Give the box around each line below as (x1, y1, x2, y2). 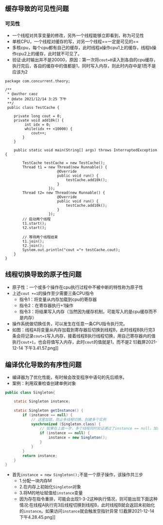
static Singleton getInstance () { (14, 408, 83, 413)
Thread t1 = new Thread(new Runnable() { (22, 164, 108, 169)
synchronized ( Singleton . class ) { (31, 421, 101, 427)
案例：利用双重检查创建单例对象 (12, 380, 76, 386)
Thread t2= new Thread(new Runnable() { (22, 190, 105, 195)
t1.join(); (22, 239, 45, 244)
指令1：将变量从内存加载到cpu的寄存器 (19, 296, 97, 302)
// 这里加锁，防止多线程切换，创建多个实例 (31, 417, 107, 422)
